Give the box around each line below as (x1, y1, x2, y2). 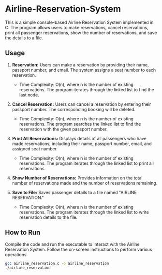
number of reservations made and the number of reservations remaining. (12, 180, 158, 186)
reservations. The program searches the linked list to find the (19, 121, 141, 127)
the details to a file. (5, 35, 44, 41)
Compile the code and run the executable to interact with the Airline (5, 241, 140, 247)
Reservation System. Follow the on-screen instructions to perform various (5, 246, 152, 252)
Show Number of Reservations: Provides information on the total (12, 175, 143, 180)
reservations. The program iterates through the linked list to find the (19, 86, 155, 93)
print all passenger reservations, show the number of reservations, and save (5, 30, 157, 35)
